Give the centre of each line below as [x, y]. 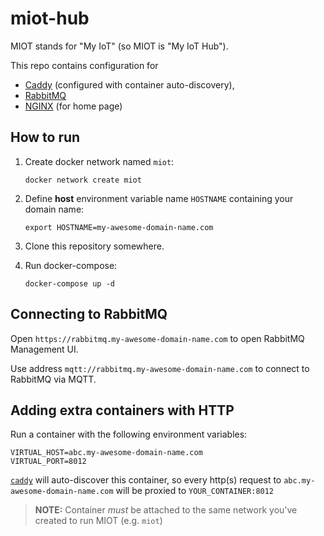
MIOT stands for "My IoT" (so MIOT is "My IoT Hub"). [119, 46]
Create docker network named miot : [99, 161]
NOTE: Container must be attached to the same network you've [166, 510]
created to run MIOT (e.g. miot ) [98, 521]
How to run [45, 137]
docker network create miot [83, 180]
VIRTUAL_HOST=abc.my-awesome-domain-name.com [106, 453]
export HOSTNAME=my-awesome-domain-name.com [119, 227]
